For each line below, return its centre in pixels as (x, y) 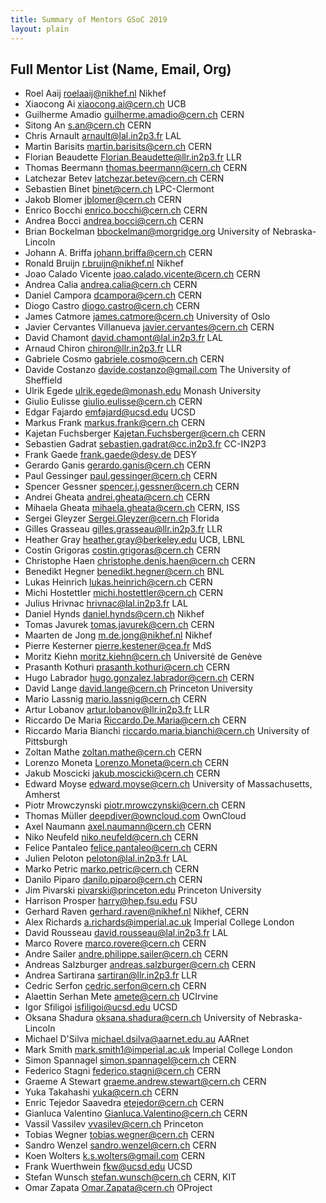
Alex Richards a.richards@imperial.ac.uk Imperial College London (159, 922)
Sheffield (43, 380)
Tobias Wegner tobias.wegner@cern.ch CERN (119, 1135)
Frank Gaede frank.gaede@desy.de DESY (111, 455)
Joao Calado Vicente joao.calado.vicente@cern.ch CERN (142, 274)
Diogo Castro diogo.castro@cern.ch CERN (112, 306)
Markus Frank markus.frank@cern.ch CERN (115, 423)
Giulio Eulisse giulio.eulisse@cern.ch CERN (113, 402)
